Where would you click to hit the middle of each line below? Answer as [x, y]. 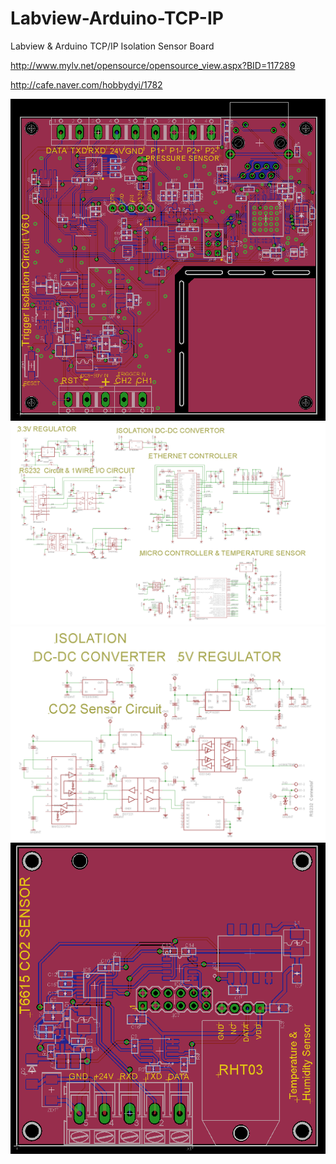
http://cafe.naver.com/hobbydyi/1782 [86, 84]
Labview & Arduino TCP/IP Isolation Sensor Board [112, 46]
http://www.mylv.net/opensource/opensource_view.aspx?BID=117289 [153, 65]
